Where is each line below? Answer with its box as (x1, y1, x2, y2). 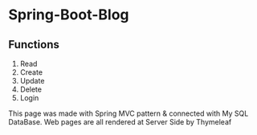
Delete (19, 84, 43, 94)
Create (19, 67, 43, 77)
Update (19, 76, 45, 85)
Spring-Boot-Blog (8, 6, 130, 24)
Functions (8, 38, 60, 51)
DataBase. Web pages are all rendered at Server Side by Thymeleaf (8, 117, 232, 126)
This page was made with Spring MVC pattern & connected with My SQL (8, 108, 249, 118)
